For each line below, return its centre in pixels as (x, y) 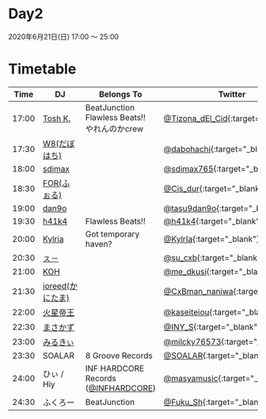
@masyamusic (191, 378)
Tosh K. (57, 118)
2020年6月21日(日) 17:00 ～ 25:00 (64, 36)
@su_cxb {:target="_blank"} (214, 258)
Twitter (232, 94)
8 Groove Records (119, 355)
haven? (99, 243)
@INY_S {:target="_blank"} (212, 327)
